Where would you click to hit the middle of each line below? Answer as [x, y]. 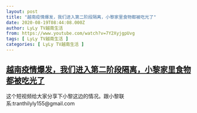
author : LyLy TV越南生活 [35, 28]
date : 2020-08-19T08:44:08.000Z [45, 22]
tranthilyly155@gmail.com [44, 103]
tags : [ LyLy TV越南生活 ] [37, 39]
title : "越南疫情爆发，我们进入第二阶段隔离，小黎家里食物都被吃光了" [81, 17]
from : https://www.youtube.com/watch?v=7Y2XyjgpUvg [70, 34]
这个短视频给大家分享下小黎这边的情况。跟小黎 [62, 96]
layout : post [22, 11]
